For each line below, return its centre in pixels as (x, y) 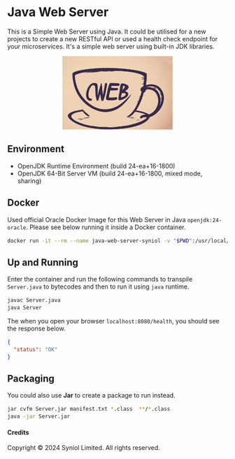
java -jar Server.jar (39, 416)
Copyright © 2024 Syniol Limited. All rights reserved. (84, 448)
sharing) (29, 181)
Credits (18, 432)
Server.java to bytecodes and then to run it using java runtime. (98, 286)
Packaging (31, 379)
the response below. (36, 328)
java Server (24, 308)
